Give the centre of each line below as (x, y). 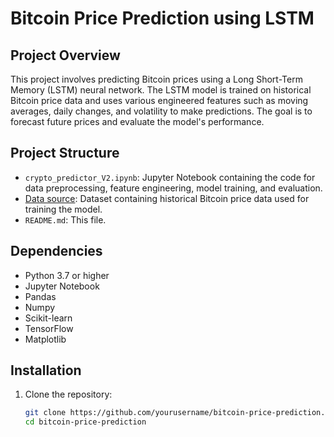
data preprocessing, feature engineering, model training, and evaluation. (173, 188)
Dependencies (56, 251)
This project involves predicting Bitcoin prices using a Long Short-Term (156, 79)
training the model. (63, 209)
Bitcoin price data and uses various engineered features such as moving (159, 100)
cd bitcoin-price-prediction (85, 422)
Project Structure (65, 153)
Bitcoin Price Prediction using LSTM (162, 18)
